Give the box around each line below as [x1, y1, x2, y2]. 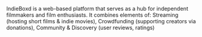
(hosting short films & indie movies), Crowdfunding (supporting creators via [6, 18, 197, 24]
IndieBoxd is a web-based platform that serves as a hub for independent [6, 5, 189, 12]
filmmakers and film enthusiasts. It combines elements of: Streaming [6, 11, 179, 18]
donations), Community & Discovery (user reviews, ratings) [6, 24, 155, 31]
